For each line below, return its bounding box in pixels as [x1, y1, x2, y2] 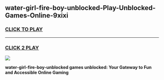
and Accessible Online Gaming [5, 69, 69, 75]
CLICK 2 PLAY [5, 44, 39, 51]
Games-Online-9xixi [5, 12, 68, 20]
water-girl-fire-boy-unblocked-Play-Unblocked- [5, 4, 156, 12]
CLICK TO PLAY [5, 26, 43, 33]
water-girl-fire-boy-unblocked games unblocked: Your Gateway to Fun [5, 64, 152, 70]
